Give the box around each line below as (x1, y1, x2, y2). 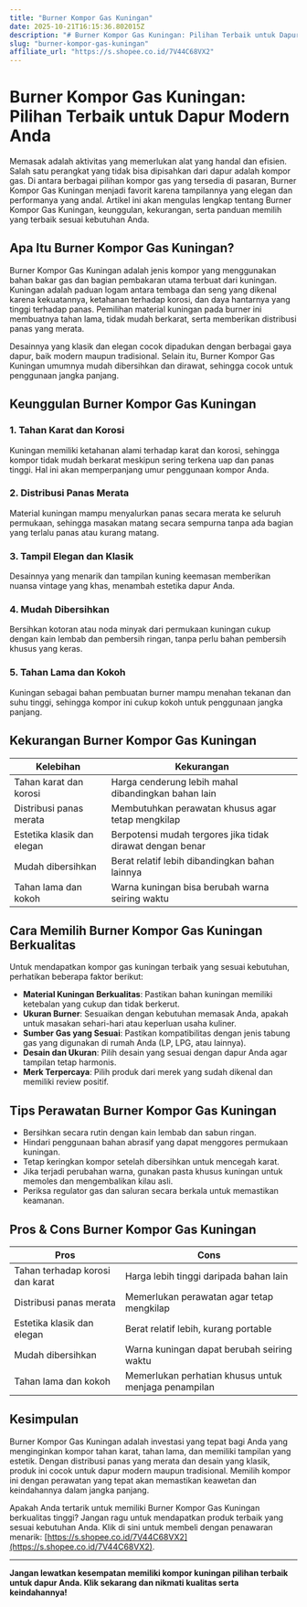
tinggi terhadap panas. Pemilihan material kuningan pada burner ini (9, 303, 262, 314)
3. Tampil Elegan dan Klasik (9, 549, 134, 562)
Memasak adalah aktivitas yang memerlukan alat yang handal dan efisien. (9, 156, 288, 167)
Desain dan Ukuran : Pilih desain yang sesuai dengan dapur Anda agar (22, 1048, 288, 1059)
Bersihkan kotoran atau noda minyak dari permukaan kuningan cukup (9, 623, 271, 635)
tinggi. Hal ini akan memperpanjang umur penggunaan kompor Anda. (9, 463, 270, 475)
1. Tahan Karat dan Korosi (9, 424, 125, 437)
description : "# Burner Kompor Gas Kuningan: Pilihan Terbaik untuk (9, 30, 276, 39)
